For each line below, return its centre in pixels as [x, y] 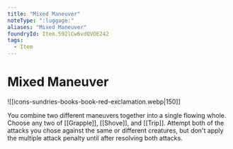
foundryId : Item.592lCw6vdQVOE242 [58, 34]
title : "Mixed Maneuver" [44, 14]
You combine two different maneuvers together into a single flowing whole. [117, 115]
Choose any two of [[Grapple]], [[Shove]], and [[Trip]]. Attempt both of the [116, 123]
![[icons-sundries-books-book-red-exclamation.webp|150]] [94, 101]
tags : [15, 40]
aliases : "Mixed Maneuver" [47, 27]
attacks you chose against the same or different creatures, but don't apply [116, 130]
